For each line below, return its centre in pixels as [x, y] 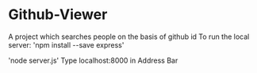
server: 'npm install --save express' [66, 44]
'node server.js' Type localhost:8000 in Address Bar [93, 60]
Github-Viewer [58, 15]
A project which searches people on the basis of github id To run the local [129, 36]
